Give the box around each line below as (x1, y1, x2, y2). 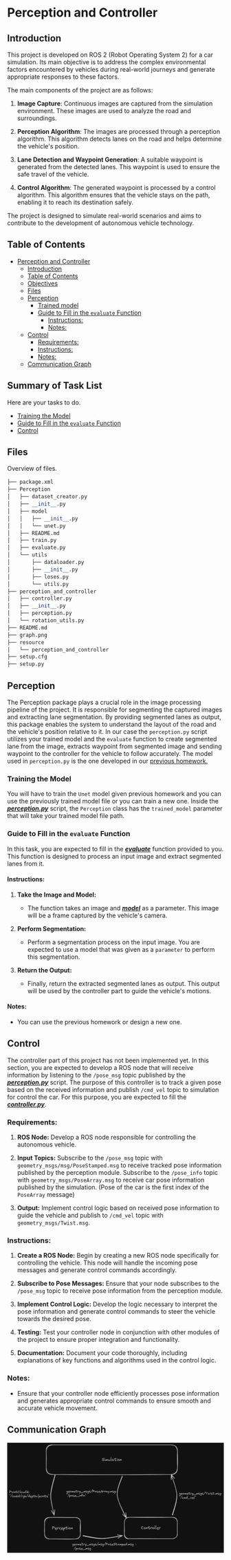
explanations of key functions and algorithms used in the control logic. (16, 1356, 217, 1365)
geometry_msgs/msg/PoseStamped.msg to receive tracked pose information (16, 1161, 222, 1169)
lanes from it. (7, 859, 45, 868)
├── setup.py (7, 661, 45, 667)
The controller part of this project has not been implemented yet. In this (7, 1056, 210, 1064)
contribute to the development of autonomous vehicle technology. (7, 219, 195, 227)
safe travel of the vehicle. (16, 170, 89, 178)
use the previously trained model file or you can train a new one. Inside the (7, 797, 219, 806)
